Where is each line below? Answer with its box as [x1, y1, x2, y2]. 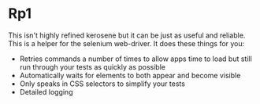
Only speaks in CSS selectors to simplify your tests [19, 79, 185, 88]
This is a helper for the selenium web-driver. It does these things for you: [8, 38, 245, 48]
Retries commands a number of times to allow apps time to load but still [19, 54, 252, 63]
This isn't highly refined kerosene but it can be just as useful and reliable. [8, 30, 246, 40]
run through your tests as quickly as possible [19, 62, 165, 71]
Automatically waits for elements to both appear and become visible [19, 70, 241, 80]
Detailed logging [19, 87, 73, 96]
